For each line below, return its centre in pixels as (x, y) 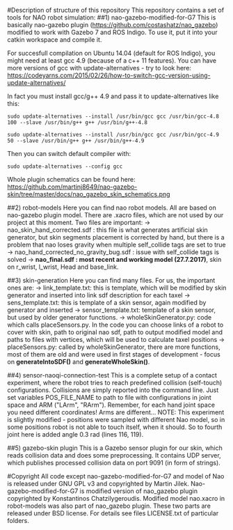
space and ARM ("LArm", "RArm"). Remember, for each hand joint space (111, 405)
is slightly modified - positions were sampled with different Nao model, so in (116, 420)
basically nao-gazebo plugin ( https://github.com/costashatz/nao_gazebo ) (113, 25)
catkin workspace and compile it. (55, 40)
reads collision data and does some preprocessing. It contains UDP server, (114, 455)
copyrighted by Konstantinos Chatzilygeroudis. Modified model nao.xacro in (116, 498)
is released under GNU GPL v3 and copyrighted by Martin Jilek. (98, 484)
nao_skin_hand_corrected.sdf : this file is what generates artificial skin (108, 230)
